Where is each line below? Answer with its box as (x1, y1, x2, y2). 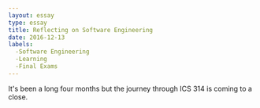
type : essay (8, 19, 47, 27)
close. (8, 92, 28, 102)
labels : (8, 41, 34, 49)
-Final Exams (15, 63, 58, 70)
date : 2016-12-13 (8, 33, 65, 41)
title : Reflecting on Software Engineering (8, 26, 154, 34)
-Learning (15, 56, 47, 63)
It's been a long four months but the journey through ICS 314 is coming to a (8, 84, 252, 93)
